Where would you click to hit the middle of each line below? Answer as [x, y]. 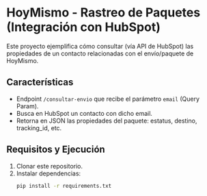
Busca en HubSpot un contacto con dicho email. [84, 113]
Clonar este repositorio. [50, 166]
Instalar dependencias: [49, 173]
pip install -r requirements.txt [64, 186]
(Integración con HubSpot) [84, 27]
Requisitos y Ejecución [56, 150]
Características [40, 83]
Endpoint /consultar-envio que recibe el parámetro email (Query [108, 99]
